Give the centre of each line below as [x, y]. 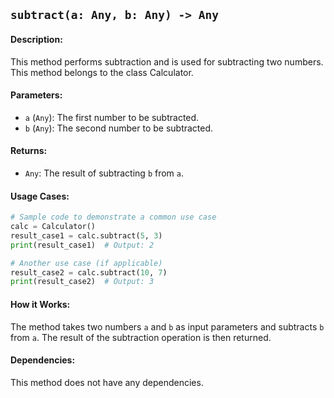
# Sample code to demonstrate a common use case [113, 217]
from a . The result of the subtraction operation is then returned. [141, 337]
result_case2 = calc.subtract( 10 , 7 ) [89, 272]
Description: [36, 39]
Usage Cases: [40, 196]
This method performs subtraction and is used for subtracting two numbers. [167, 61]
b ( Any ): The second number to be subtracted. [119, 128]
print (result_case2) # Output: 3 [82, 282]
